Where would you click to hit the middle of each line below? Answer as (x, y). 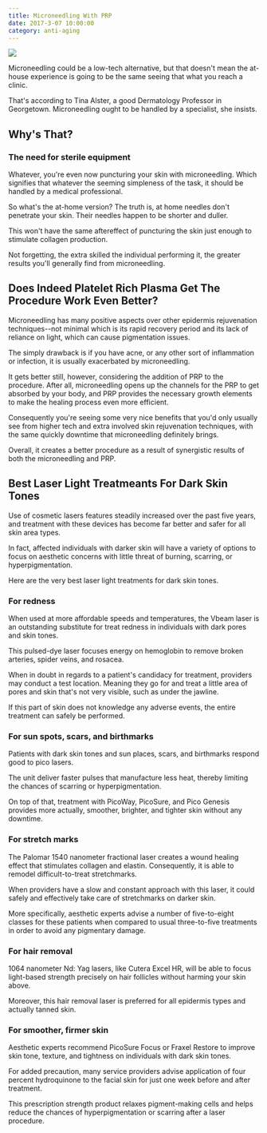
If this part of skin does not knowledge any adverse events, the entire (122, 707)
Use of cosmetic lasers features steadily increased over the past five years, (132, 515)
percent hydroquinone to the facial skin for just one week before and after (130, 1080)
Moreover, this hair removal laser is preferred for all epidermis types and (127, 1000)
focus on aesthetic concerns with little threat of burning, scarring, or (120, 556)
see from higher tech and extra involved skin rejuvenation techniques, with (131, 426)
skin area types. (35, 532)
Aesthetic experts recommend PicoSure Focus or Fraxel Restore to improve (132, 1048)
